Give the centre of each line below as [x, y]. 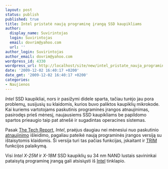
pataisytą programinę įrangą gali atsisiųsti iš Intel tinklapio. [65, 160]
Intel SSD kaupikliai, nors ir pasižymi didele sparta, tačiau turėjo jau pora [79, 99]
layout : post [19, 10]
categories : [17, 80]
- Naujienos [17, 84]
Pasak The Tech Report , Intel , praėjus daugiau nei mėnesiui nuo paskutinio [82, 130]
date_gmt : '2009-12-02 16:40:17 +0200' [47, 75]
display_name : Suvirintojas [39, 33]
